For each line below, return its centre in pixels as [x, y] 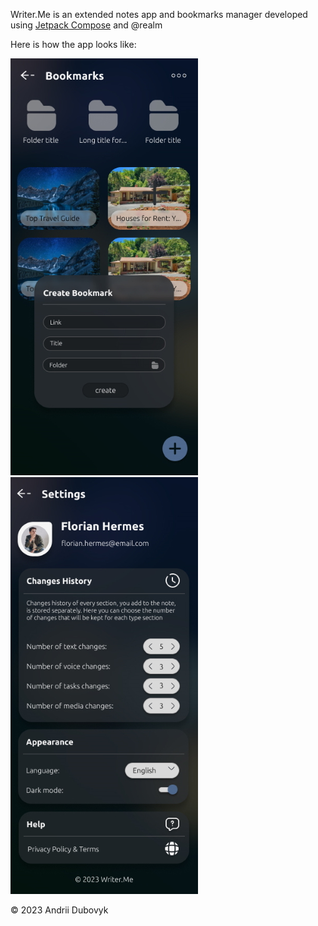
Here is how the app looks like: [73, 44]
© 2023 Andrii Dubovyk [59, 910]
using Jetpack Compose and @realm [86, 25]
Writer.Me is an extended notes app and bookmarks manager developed [159, 14]
